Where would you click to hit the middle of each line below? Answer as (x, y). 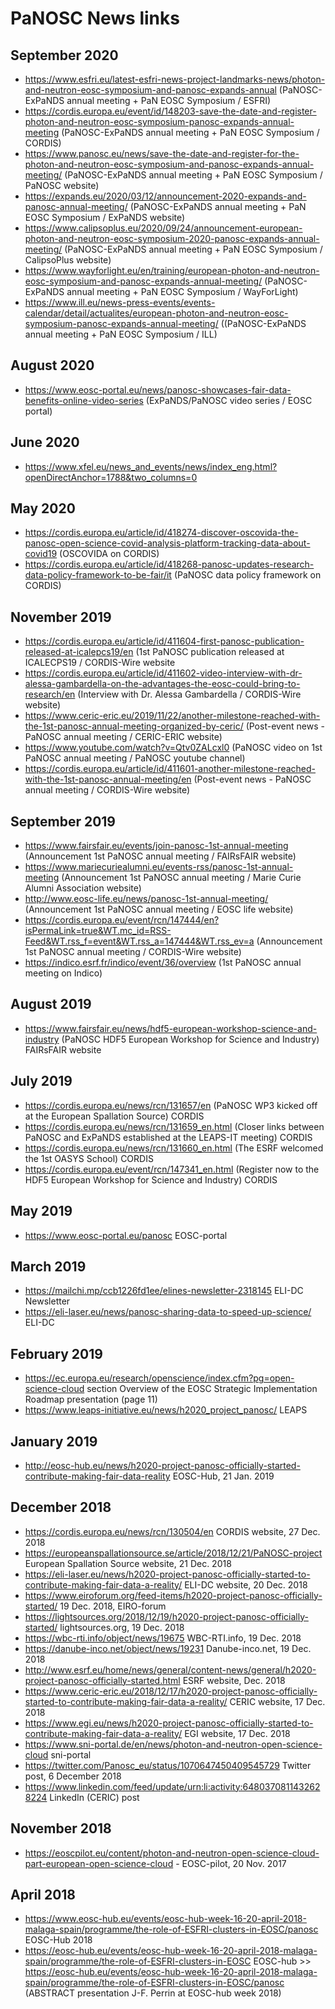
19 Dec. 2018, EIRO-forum (113, 1606)
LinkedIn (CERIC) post (94, 1797)
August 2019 (51, 1004)
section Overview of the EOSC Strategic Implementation (202, 1389)
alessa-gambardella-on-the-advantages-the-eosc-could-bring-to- (162, 684)
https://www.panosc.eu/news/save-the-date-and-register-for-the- (162, 153)
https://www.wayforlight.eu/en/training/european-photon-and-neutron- (172, 270)
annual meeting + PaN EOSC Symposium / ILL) (121, 334)
